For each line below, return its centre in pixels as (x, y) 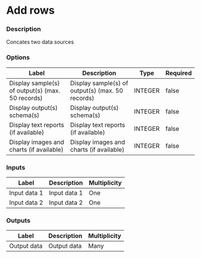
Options (18, 57)
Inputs (16, 167)
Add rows (31, 10)
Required (179, 73)
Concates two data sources (40, 42)
